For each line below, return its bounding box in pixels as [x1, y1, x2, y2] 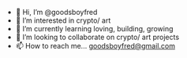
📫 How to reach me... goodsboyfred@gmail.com [15, 42, 176, 50]
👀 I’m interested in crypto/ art [15, 16, 111, 25]
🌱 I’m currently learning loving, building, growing [15, 24, 174, 33]
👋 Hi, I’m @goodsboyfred [15, 8, 98, 16]
